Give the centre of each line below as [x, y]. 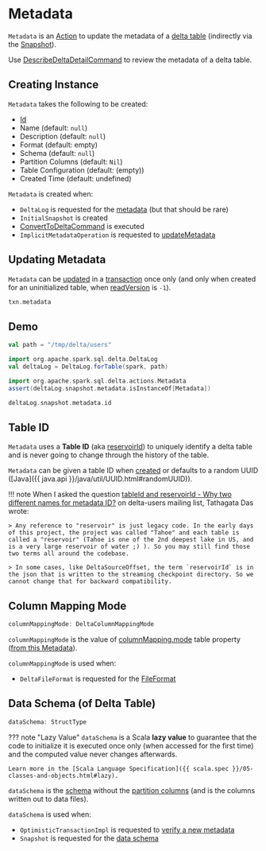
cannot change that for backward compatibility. [90, 581]
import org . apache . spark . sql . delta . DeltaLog [83, 359]
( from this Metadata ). [43, 648]
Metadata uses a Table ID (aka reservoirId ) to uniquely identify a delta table [130, 447]
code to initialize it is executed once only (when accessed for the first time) [131, 745]
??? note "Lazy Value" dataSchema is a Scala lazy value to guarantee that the [133, 737]
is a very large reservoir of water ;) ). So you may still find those [129, 547]
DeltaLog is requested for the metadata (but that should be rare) [124, 209]
